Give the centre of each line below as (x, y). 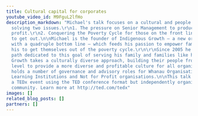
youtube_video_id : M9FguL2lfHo (44, 17)
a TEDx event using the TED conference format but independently (93, 83)
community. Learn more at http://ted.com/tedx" (71, 88)
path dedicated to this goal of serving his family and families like (100, 55)
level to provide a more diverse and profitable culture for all (93, 66)
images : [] (19, 93)
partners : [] (22, 104)
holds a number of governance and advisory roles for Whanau (88, 71)
